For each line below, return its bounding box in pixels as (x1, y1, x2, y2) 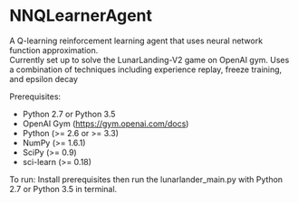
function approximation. (9, 44, 99, 55)
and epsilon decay (9, 73, 79, 84)
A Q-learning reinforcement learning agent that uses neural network (9, 35, 264, 46)
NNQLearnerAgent (9, 5, 152, 26)
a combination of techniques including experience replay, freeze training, (9, 64, 283, 75)
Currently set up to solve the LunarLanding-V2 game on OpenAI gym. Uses (9, 54, 290, 65)
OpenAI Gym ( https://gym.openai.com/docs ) (22, 118, 189, 129)
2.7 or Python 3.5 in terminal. (9, 183, 118, 194)
